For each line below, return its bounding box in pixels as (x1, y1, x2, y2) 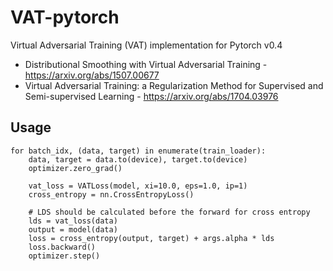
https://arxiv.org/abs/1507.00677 (24, 69, 160, 81)
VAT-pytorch (10, 6, 120, 29)
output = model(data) (28, 224, 118, 235)
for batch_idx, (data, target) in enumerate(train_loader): (10, 146, 267, 156)
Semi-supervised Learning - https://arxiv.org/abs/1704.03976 (24, 90, 279, 102)
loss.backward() (28, 242, 97, 252)
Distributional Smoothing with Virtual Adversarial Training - (24, 58, 268, 70)
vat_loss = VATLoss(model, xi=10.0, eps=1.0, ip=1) (28, 181, 248, 191)
